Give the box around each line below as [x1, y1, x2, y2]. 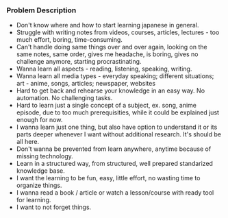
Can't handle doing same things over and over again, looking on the [16, 43, 207, 51]
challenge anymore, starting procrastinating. [16, 58, 142, 66]
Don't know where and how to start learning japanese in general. [16, 21, 199, 29]
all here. [16, 138, 40, 146]
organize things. [16, 181, 62, 190]
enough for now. [16, 116, 63, 124]
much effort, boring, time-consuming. [16, 36, 123, 44]
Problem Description [6, 5, 77, 15]
